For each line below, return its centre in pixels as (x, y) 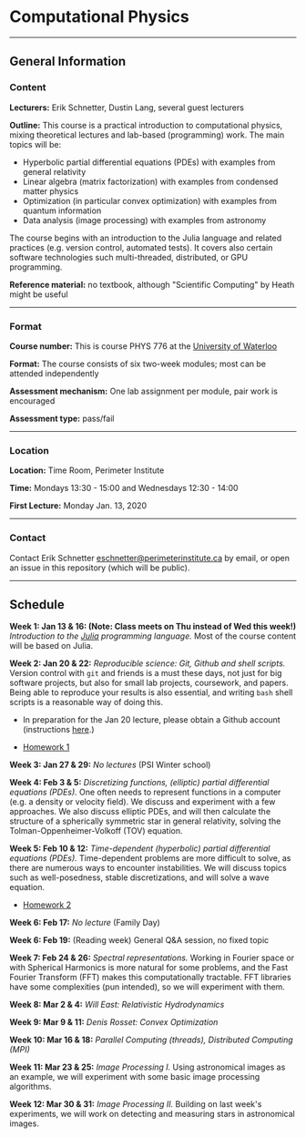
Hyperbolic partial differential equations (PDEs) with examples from (149, 162)
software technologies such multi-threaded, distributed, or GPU (129, 257)
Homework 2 (47, 905)
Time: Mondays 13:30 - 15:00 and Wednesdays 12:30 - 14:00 (124, 488)
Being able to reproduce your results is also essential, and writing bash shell (151, 692)
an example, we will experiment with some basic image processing (135, 1077)
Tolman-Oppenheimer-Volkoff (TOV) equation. (97, 831)
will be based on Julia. (51, 646)
